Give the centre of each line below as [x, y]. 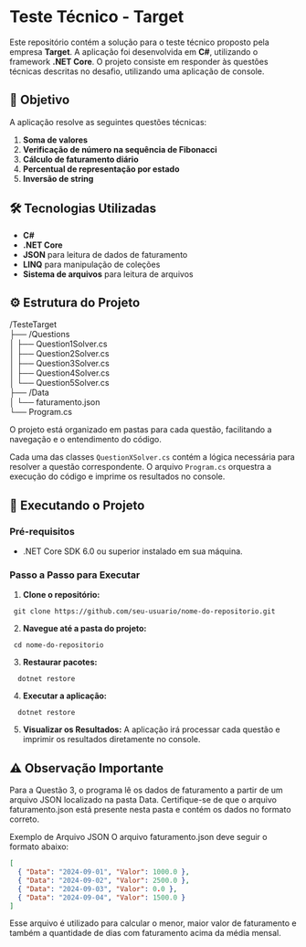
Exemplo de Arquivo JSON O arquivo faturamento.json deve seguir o [138, 837]
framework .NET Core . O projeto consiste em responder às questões [139, 61]
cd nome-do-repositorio [58, 645]
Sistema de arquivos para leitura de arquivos [108, 274]
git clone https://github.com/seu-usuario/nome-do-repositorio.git [144, 612]
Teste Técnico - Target [97, 17]
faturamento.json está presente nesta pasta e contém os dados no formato [150, 810]
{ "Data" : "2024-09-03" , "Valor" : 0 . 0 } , [98, 888]
